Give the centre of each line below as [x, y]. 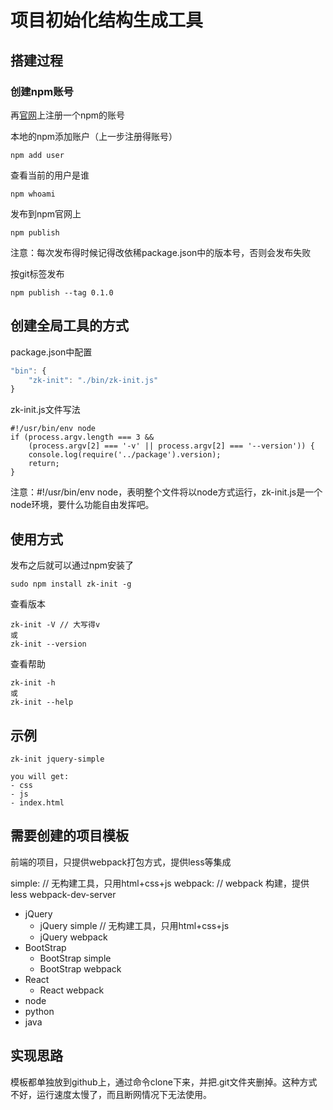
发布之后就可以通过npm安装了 [72, 565]
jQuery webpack [73, 937]
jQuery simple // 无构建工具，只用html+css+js [134, 925]
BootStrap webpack [80, 968]
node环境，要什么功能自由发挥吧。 [82, 505]
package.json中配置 [51, 352]
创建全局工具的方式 [69, 326]
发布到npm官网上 [46, 213]
